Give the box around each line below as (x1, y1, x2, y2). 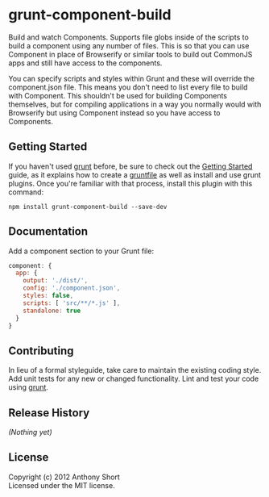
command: (8, 187, 44, 197)
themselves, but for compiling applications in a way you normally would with (8, 99, 262, 109)
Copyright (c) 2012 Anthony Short (8, 472, 121, 482)
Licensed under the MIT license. (8, 480, 115, 490)
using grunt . (8, 382, 48, 392)
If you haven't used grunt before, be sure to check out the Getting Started (8, 161, 253, 171)
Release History (8, 406, 90, 420)
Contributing (8, 344, 74, 357)
